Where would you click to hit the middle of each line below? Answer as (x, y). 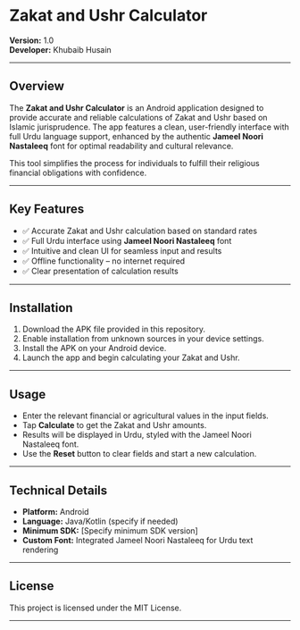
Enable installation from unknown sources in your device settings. (143, 339)
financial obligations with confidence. (78, 172)
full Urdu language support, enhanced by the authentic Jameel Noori (136, 136)
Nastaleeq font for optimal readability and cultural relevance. (121, 146)
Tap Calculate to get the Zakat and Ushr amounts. (114, 425)
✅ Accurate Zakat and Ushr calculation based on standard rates (139, 231)
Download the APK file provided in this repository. (113, 329)
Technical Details (58, 490)
